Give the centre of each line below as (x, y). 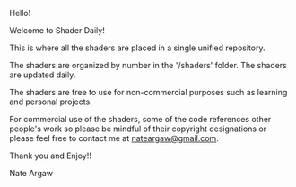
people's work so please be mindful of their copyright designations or (138, 129)
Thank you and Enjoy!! (51, 156)
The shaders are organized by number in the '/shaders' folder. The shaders (148, 65)
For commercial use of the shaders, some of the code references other (140, 119)
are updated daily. (43, 75)
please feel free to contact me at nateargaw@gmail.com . (114, 138)
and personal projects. (51, 102)
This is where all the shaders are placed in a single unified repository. (137, 48)
